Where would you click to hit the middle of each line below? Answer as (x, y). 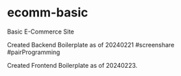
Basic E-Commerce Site (41, 31)
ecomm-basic (48, 13)
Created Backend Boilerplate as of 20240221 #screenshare (91, 45)
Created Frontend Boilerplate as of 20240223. (72, 65)
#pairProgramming (34, 52)
